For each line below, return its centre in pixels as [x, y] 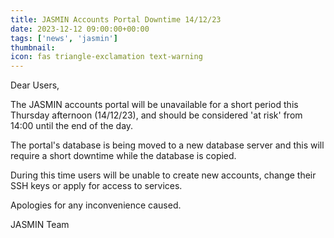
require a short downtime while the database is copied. [123, 156]
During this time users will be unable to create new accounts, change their [163, 175]
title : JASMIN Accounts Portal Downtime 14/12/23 [116, 19]
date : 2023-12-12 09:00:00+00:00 [80, 29]
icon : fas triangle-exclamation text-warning [106, 57]
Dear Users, [35, 85]
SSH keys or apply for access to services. [96, 186]
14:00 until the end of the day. [72, 126]
